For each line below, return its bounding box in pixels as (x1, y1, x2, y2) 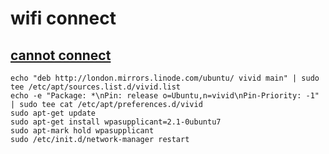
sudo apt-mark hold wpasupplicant (10, 126, 155, 136)
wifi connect (10, 7, 117, 30)
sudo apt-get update (10, 108, 97, 118)
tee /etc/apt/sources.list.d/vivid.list (10, 82, 182, 92)
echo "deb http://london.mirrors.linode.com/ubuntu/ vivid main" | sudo (10, 73, 320, 83)
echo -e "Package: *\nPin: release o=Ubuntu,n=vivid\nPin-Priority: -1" (10, 91, 320, 101)
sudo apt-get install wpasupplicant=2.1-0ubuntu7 (10, 117, 222, 127)
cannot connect (10, 47, 112, 64)
